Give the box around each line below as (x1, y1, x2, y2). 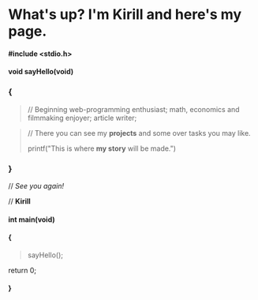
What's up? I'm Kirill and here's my (8, 6, 242, 24)
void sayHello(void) (8, 67, 73, 77)
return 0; (8, 265, 37, 275)
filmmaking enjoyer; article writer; (27, 113, 137, 122)
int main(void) (8, 215, 55, 224)
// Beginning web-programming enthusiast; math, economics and (27, 104, 240, 114)
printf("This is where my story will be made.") (27, 144, 176, 153)
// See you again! (8, 181, 65, 190)
